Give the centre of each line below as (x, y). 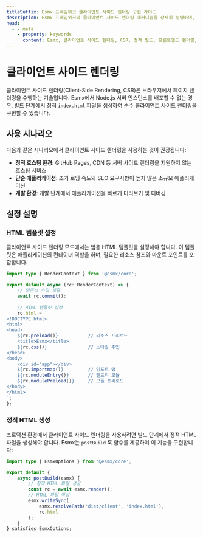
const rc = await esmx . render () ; (71, 489)
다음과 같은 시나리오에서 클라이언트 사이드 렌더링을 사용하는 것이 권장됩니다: (96, 150)
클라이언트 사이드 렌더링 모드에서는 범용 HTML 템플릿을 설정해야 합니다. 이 (95, 247)
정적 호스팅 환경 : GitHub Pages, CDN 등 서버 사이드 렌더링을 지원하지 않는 (103, 162)
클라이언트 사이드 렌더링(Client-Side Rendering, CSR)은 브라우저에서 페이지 (97, 90)
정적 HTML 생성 (28, 420)
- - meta (23, 29)
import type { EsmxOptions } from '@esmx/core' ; (69, 461)
